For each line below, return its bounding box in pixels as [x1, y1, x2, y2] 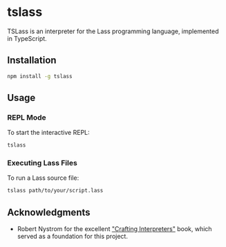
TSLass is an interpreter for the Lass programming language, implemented [7, 27, 219, 35]
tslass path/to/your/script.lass [7, 187, 104, 194]
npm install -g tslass [7, 73, 73, 80]
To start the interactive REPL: [7, 129, 90, 137]
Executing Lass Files [7, 158, 77, 168]
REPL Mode [7, 112, 46, 122]
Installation [7, 55, 57, 66]
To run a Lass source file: [7, 174, 79, 182]
